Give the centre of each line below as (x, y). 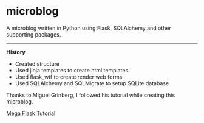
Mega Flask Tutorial (31, 113)
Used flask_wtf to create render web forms (69, 77)
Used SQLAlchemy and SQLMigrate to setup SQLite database (92, 83)
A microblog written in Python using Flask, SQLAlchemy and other (89, 28)
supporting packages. (34, 34)
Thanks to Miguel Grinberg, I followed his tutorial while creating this (91, 95)
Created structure (37, 64)
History (16, 52)
